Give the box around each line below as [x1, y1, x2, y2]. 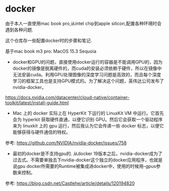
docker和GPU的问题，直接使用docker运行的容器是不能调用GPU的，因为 [12, 59, 163, 65]
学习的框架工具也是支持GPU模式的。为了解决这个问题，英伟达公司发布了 [12, 78, 164, 84]
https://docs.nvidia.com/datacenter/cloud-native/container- [5, 94, 130, 100]
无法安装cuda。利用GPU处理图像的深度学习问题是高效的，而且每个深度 [12, 71, 161, 77]
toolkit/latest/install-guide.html [5, 100, 69, 106]
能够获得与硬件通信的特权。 [12, 129, 71, 135]
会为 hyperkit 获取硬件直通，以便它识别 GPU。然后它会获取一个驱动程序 [12, 116, 163, 122]
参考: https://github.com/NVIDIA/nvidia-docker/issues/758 [5, 139, 127, 146]
